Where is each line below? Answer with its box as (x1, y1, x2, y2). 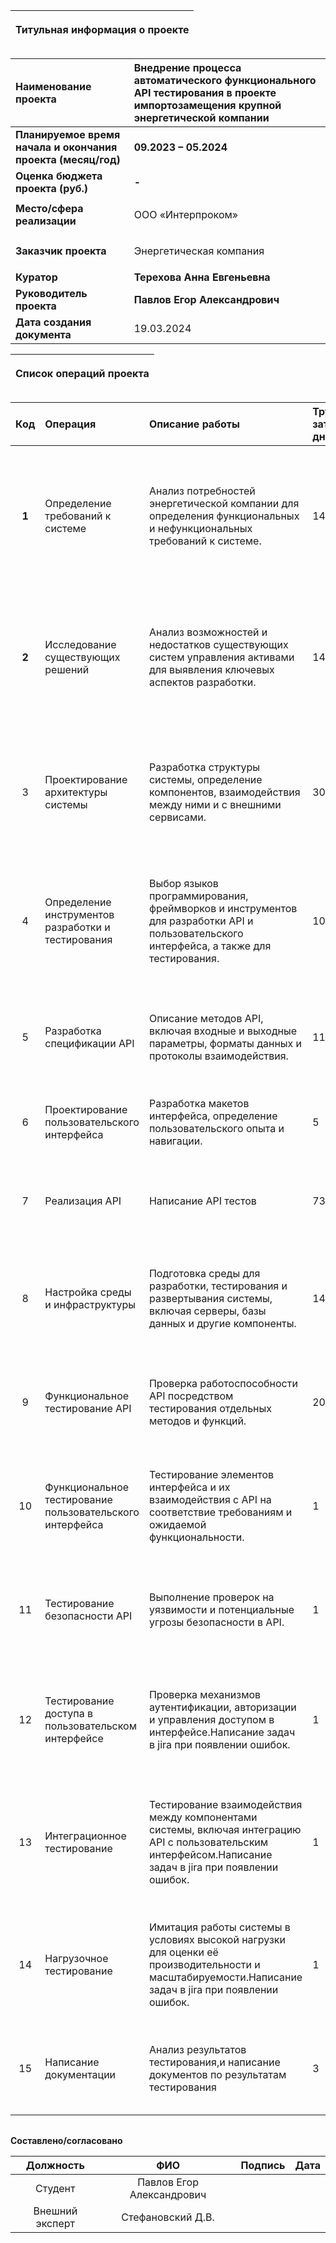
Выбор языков (148, 877, 219, 890)
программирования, (148, 889, 249, 903)
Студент (35, 2182, 76, 2195)
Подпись (240, 2159, 286, 2172)
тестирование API (44, 1402, 132, 1415)
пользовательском (44, 1719, 137, 1733)
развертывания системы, (148, 1292, 273, 1305)
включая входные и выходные (148, 1024, 298, 1038)
